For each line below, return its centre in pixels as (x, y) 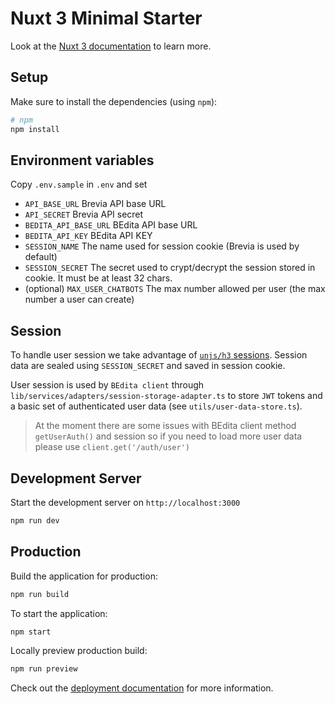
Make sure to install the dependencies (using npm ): (114, 101)
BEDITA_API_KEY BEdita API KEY (88, 236)
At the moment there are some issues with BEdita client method (165, 426)
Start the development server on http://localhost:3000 (125, 502)
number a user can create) (79, 299)
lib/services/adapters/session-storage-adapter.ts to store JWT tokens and (166, 396)
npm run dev (35, 520)
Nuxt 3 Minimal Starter (106, 18)
